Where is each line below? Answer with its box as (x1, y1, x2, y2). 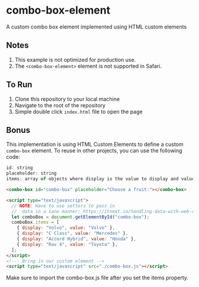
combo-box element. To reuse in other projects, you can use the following (6, 147, 182, 154)
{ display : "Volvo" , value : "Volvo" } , (17, 225, 115, 231)
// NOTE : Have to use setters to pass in (11, 203, 115, 209)
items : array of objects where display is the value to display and (6, 176, 179, 182)
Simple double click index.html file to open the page (14, 108, 143, 115)
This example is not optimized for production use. (14, 56, 136, 63)
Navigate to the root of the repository (14, 101, 105, 109)
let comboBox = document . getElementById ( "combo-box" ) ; (11, 214, 150, 220)
